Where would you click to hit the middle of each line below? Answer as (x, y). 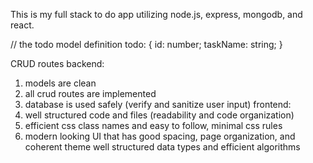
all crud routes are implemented (90, 93)
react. (22, 25)
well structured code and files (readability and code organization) (159, 115)
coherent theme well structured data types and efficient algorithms (162, 147)
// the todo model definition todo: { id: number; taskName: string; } (146, 44)
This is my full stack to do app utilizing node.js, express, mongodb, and (156, 14)
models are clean (60, 83)
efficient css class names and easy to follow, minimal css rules (153, 125)
